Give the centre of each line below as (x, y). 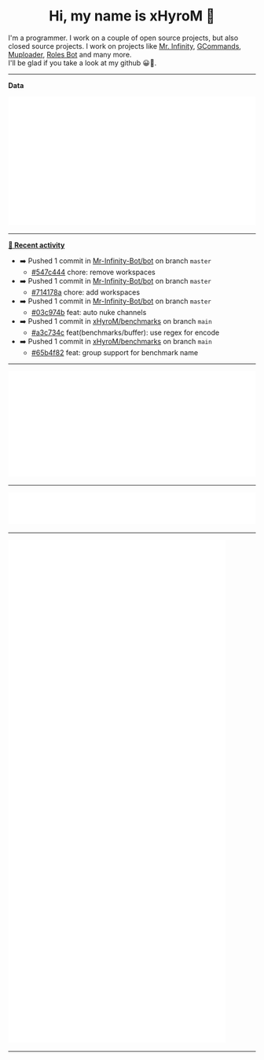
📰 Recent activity (37, 245)
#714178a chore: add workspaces (85, 292)
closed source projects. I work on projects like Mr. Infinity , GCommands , (125, 46)
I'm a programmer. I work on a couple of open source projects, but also (123, 38)
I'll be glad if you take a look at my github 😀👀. (82, 63)
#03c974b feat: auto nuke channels (89, 313)
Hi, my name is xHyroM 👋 (132, 16)
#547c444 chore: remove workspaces (93, 272)
